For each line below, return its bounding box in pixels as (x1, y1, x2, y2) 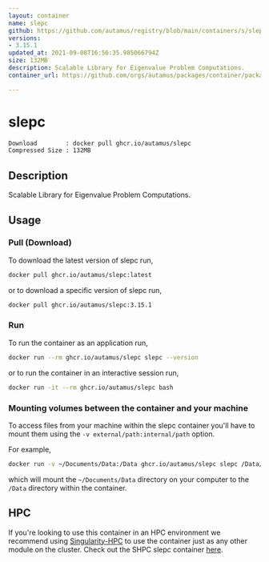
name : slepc (8, 19, 48, 27)
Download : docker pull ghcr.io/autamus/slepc (8, 139, 192, 147)
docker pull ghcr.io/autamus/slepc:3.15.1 (8, 301, 152, 309)
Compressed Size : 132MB (8, 147, 91, 155)
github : (8, 26, 34, 34)
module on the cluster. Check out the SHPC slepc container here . (8, 544, 223, 554)
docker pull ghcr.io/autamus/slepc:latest (8, 271, 152, 279)
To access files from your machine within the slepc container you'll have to (8, 420, 255, 430)
